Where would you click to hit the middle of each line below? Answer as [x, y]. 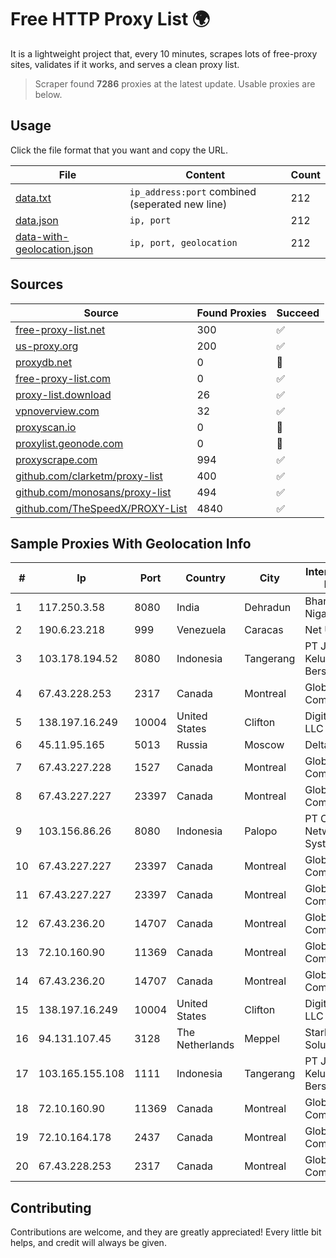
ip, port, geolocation [183, 242]
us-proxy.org [47, 346]
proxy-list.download [63, 394]
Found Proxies [231, 313]
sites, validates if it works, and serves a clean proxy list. [125, 64]
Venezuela [201, 630]
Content [205, 174]
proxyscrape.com [56, 459]
